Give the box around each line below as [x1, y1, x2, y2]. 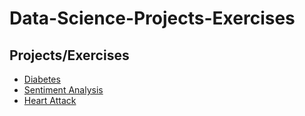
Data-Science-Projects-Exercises [9, 7, 296, 30]
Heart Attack [23, 95, 77, 106]
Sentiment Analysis [23, 84, 104, 96]
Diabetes [23, 73, 61, 85]
